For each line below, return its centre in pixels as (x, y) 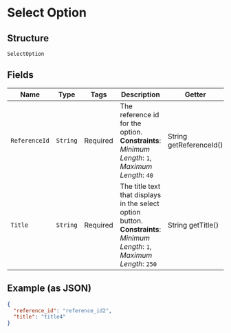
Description (140, 94)
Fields (21, 75)
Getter (195, 94)
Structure (28, 38)
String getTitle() (193, 225)
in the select (140, 203)
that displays (141, 194)
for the (131, 123)
